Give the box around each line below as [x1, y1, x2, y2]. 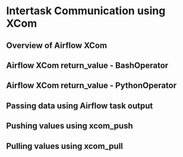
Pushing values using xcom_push [6, 121, 133, 131]
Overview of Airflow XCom [6, 40, 108, 50]
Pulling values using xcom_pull [6, 141, 124, 151]
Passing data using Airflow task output [6, 101, 153, 111]
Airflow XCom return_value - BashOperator [6, 60, 169, 71]
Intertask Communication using [6, 4, 166, 18]
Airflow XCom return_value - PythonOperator [6, 81, 177, 91]
